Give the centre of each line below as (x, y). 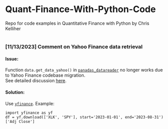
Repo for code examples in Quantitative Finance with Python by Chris (77, 23)
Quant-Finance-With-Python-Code (81, 9)
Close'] (27, 121)
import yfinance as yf (29, 113)
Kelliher (13, 28)
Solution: (15, 92)
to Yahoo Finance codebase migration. (45, 75)
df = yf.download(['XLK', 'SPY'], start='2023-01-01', (64, 117)
